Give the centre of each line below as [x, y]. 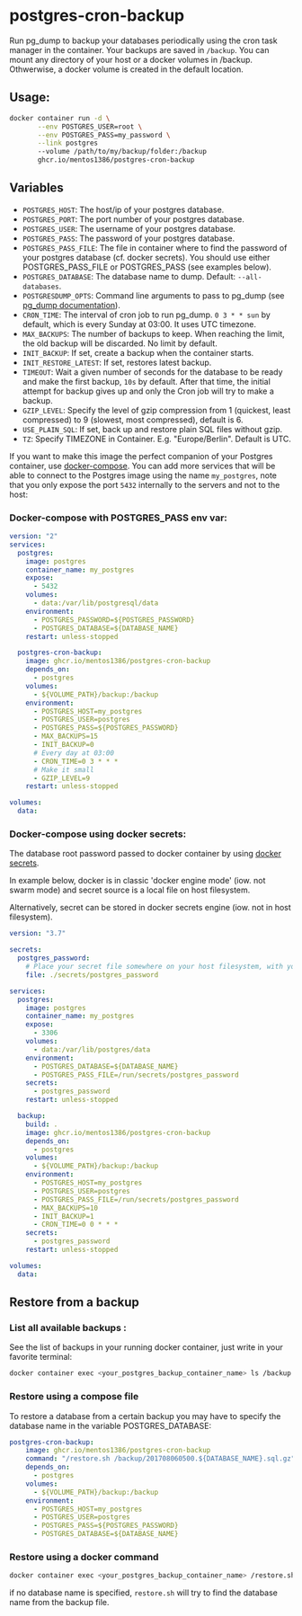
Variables [37, 188]
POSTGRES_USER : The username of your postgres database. [129, 228]
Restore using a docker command [84, 1557]
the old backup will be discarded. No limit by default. [120, 343]
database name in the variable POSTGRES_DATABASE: [111, 1425]
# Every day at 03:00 [74, 753]
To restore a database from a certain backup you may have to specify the [145, 1416]
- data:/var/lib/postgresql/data [96, 603]
